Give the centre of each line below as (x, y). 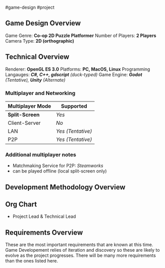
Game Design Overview (43, 23)
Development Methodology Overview (65, 187)
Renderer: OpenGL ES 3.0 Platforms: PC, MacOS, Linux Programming (78, 69)
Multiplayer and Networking (40, 93)
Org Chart (21, 204)
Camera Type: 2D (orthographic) (40, 41)
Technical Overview (37, 57)
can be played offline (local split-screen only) (60, 171)
